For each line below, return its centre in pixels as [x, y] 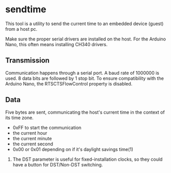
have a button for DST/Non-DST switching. [58, 164]
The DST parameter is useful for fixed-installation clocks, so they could [88, 159]
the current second [33, 144]
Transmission [28, 61]
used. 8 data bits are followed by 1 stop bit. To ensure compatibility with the [85, 78]
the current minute [32, 138]
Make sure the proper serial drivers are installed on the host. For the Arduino [86, 39]
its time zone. [19, 117]
